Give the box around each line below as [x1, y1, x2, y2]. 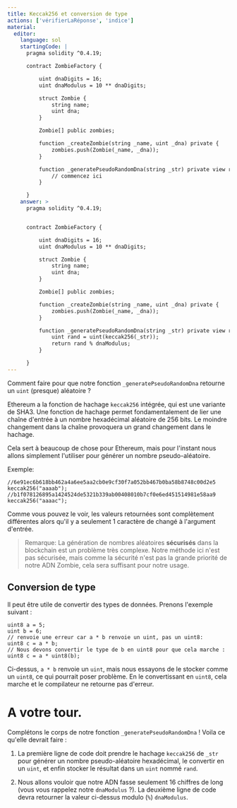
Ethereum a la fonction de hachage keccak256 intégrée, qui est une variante [7, 400, 226, 409]
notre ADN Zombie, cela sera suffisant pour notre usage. [24, 561, 190, 569]
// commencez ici [51, 172, 102, 180]
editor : [13, 30, 37, 37]
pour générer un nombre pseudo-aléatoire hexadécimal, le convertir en [17, 756, 224, 765]
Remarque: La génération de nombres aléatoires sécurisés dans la [24, 538, 219, 546]
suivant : [7, 607, 32, 616]
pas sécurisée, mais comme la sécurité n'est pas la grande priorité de [24, 553, 228, 562]
